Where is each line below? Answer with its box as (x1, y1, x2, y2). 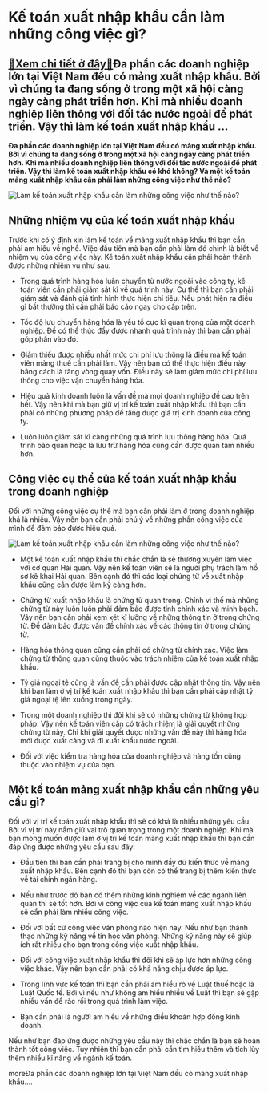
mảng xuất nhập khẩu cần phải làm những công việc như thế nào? (8, 175, 232, 184)
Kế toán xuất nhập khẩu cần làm (8, 8, 226, 26)
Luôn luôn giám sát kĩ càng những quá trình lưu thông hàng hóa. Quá (19, 431, 246, 441)
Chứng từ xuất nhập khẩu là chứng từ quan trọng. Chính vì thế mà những (19, 595, 259, 605)
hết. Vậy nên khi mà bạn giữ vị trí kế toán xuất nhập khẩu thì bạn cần (19, 399, 246, 409)
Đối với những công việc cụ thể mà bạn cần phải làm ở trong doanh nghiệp (8, 506, 254, 516)
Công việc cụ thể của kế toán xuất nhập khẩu (8, 472, 238, 486)
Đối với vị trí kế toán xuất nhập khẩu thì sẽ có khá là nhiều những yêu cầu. (8, 816, 252, 826)
